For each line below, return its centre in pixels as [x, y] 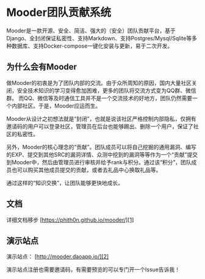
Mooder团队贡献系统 [59, 13]
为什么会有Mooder [42, 67]
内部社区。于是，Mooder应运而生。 [56, 106]
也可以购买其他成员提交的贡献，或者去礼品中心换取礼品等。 [86, 170]
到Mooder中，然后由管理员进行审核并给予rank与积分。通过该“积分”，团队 [99, 162]
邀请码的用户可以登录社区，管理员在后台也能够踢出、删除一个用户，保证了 [100, 126]
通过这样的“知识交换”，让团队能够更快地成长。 [65, 183]
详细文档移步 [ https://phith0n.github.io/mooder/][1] [70, 220]
